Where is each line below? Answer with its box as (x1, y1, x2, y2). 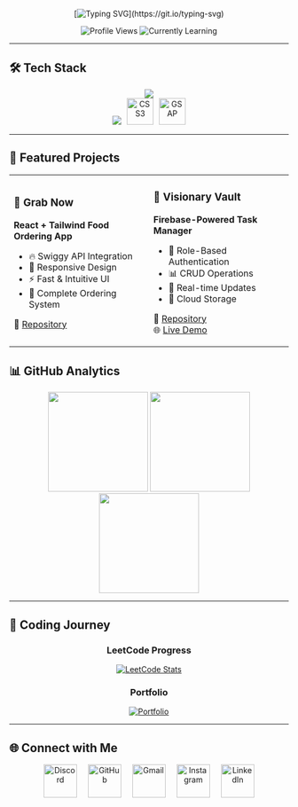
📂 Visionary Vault (153, 190, 241, 204)
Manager (153, 224, 192, 237)
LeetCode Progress (106, 644, 192, 656)
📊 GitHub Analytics (9, 364, 121, 379)
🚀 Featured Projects (9, 151, 121, 166)
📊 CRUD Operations (168, 267, 255, 279)
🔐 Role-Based (168, 244, 228, 256)
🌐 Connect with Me (9, 740, 118, 756)
